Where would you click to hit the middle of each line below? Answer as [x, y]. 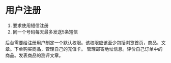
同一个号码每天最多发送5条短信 [45, 31]
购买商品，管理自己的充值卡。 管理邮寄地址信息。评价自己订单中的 [93, 49]
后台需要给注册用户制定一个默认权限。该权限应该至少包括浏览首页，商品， [83, 42]
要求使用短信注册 [31, 25]
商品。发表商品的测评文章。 [34, 55]
